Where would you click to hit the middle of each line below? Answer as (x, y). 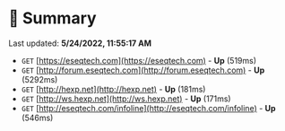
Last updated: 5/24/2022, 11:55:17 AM (80, 43)
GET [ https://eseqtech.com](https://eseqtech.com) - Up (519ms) (139, 60)
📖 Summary (52, 18)
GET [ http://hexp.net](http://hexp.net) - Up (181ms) (113, 89)
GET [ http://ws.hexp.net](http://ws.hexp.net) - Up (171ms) (126, 99)
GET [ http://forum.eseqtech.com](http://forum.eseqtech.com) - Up (143, 70)
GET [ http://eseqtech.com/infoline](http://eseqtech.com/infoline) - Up (148, 108)
